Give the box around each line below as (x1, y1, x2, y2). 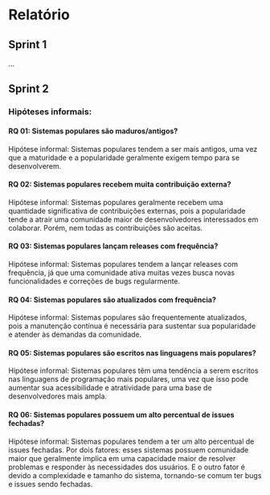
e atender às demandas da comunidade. (8, 329, 142, 339)
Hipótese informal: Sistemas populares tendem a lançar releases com (8, 259, 239, 268)
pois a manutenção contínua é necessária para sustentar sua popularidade (8, 321, 256, 331)
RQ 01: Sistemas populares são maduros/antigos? (8, 126, 178, 136)
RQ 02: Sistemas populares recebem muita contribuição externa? (8, 179, 231, 190)
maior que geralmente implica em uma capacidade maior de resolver (8, 453, 236, 463)
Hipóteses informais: (8, 106, 92, 117)
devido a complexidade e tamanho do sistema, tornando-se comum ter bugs (8, 470, 262, 480)
